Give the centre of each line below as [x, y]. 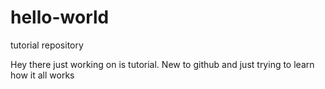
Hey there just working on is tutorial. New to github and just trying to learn [162, 64]
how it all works [42, 75]
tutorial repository [47, 45]
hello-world [60, 17]
